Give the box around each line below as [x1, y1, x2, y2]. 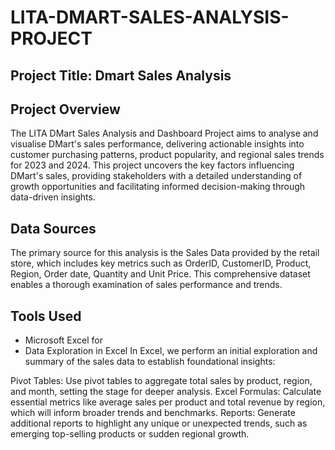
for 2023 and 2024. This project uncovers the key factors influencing [10, 159, 295, 171]
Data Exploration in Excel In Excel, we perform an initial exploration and [24, 345, 318, 357]
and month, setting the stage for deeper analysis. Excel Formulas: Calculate [10, 386, 322, 398]
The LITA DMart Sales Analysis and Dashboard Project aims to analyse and [10, 127, 319, 140]
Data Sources [10, 220, 97, 237]
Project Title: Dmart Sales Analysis [10, 67, 232, 84]
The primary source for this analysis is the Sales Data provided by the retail [10, 247, 320, 259]
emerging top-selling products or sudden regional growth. [10, 428, 250, 440]
